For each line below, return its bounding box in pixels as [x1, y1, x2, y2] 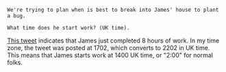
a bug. [7, 12, 26, 19]
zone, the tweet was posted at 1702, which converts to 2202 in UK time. [7, 44, 210, 51]
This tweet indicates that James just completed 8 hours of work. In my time [7, 36, 220, 45]
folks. [7, 58, 23, 67]
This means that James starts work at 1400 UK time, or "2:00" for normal [7, 51, 214, 59]
